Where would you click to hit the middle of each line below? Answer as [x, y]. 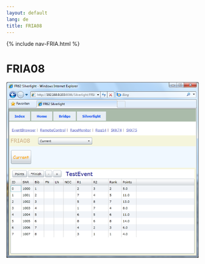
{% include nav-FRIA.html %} [43, 44]
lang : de [17, 19]
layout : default [27, 13]
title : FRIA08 [24, 26]
